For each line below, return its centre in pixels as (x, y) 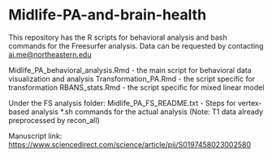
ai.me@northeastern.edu (50, 54)
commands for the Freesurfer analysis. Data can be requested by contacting (136, 45)
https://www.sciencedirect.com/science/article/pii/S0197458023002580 (130, 144)
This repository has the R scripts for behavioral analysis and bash (118, 37)
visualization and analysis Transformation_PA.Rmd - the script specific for (132, 78)
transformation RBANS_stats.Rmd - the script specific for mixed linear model (136, 87)
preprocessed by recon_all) (54, 120)
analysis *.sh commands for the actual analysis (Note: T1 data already (147, 112)
